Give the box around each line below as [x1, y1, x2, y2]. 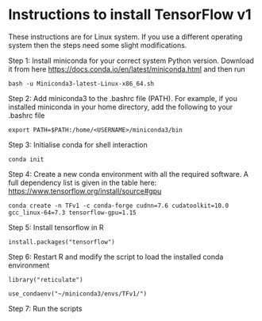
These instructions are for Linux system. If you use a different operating [8, 32, 243, 41]
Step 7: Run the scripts [8, 303, 83, 313]
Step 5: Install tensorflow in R [8, 222, 104, 232]
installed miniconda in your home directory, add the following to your [8, 102, 233, 112]
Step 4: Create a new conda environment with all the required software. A [8, 169, 249, 178]
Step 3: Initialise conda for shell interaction [8, 139, 148, 149]
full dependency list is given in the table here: [8, 178, 157, 187]
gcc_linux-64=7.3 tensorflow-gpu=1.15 [8, 209, 137, 217]
